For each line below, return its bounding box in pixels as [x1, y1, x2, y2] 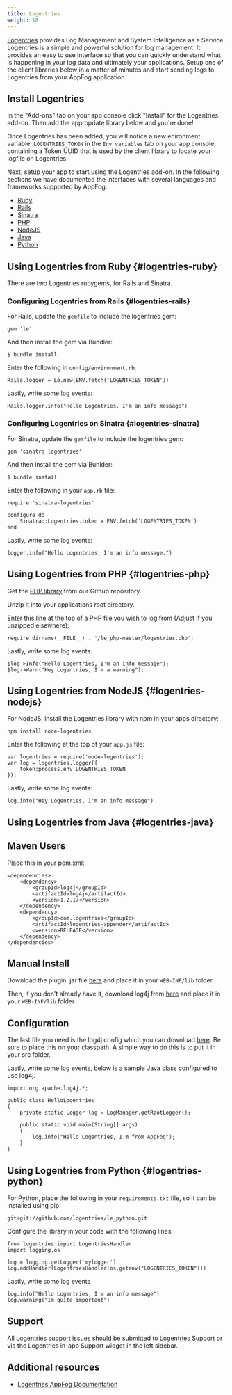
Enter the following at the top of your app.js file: [7, 740, 144, 749]
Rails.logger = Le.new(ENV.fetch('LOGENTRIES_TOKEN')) [7, 377, 169, 384]
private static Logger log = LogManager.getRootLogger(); [19, 1109, 191, 1117]
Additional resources [7, 1362, 100, 1373]
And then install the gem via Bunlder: [7, 460, 113, 468]
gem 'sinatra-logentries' [7, 448, 82, 455]
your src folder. [7, 1051, 51, 1059]
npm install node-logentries [7, 728, 92, 735]
